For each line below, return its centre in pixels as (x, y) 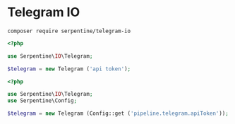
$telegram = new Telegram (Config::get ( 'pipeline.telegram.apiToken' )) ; (118, 113)
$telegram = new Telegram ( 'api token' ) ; (69, 69)
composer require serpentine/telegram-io (69, 31)
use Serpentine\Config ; (42, 101)
